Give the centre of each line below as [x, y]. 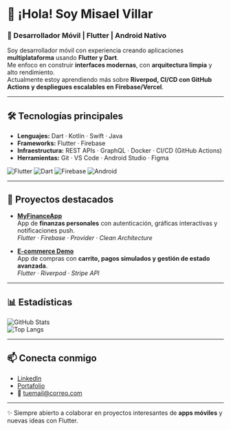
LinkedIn [29, 378]
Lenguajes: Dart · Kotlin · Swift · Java [70, 136]
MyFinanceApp [40, 216]
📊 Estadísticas [40, 302]
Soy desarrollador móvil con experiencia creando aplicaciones [96, 50]
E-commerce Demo [45, 251]
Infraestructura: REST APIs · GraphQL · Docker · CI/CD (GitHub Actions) [119, 151]
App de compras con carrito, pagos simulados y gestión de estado [113, 259]
